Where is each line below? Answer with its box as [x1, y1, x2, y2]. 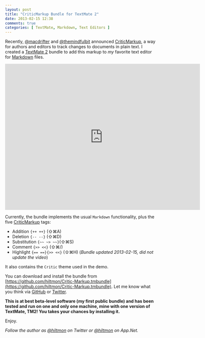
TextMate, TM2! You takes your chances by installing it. [5, 309, 120, 315]
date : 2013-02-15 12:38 [5, 16, 54, 21]
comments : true [5, 20, 36, 26]
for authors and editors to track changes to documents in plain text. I [5, 44, 143, 50]
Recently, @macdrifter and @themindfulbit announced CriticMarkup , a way [5, 38, 156, 44]
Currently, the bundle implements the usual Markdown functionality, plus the [5, 214, 155, 220]
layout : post [5, 7, 32, 12]
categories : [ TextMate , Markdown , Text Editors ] [5, 25, 110, 30]
